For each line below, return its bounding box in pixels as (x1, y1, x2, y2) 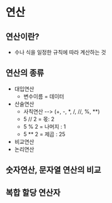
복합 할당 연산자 (5, 187, 61, 198)
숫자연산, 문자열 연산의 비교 (5, 165, 102, 175)
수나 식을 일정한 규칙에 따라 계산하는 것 (14, 49, 107, 56)
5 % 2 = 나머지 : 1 (23, 123, 66, 130)
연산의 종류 (5, 68, 45, 79)
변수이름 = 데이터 (23, 92, 64, 100)
